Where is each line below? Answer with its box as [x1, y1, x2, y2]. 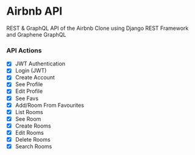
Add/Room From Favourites [15, 101, 84, 109]
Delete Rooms [15, 135, 51, 143]
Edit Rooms [15, 129, 44, 136]
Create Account [15, 74, 55, 81]
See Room [15, 115, 41, 123]
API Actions [6, 46, 42, 54]
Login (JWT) [15, 67, 47, 74]
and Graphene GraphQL [6, 31, 66, 38]
